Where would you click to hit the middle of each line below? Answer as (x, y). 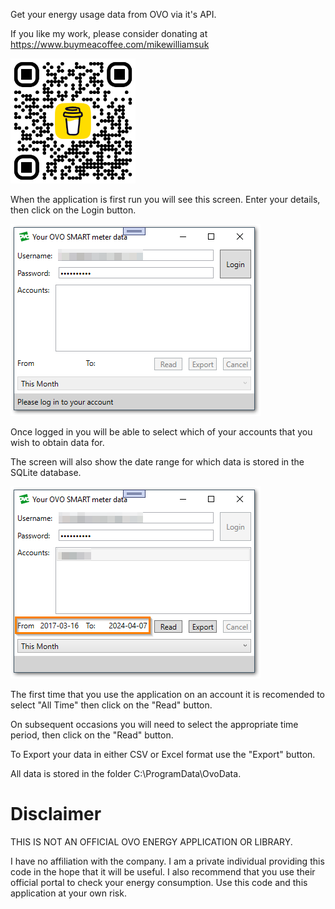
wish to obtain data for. (57, 442)
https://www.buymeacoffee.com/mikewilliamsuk (110, 44)
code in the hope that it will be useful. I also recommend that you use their (163, 871)
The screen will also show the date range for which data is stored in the (157, 462)
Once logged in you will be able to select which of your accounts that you (161, 432)
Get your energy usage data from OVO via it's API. (113, 14)
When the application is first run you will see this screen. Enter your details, (165, 199)
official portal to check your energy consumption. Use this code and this (159, 882)
